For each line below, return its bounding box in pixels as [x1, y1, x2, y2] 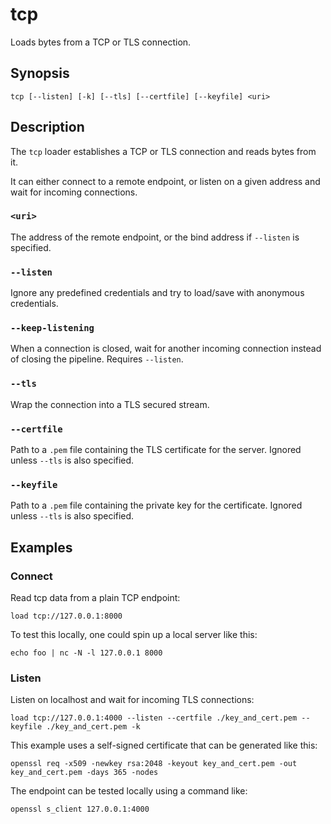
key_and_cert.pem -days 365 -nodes [10, 768, 159, 778]
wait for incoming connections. [10, 186, 138, 198]
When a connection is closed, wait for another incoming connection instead [10, 343, 322, 355]
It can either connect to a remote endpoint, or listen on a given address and [10, 175, 321, 187]
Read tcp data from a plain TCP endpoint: [10, 592, 181, 604]
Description [10, 119, 85, 136]
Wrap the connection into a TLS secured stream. [10, 398, 210, 410]
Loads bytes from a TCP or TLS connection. [10, 36, 192, 48]
